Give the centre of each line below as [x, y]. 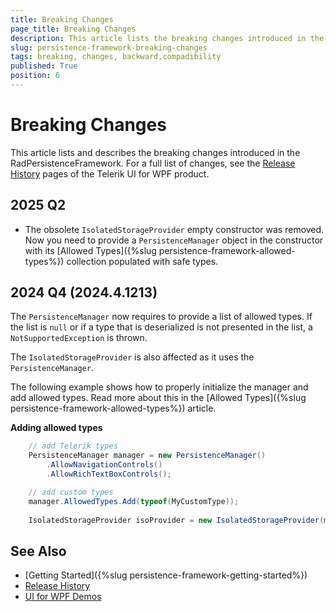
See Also [38, 551]
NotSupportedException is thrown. [79, 338]
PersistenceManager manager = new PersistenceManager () [147, 456]
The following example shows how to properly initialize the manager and [159, 387]
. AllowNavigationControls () [104, 465]
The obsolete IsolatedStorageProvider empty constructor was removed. [174, 229]
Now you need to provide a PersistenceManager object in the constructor [174, 240]
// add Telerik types [73, 446]
